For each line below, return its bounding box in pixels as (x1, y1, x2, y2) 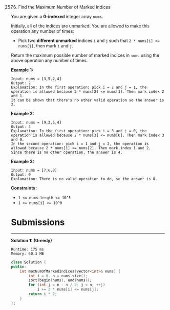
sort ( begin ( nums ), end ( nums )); (28, 278, 92, 283)
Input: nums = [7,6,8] (11, 168, 57, 173)
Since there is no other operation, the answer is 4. (11, 150, 123, 155)
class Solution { (11, 260, 46, 265)
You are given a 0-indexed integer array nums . (11, 14, 104, 19)
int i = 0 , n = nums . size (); (28, 273, 88, 278)
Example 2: (11, 111, 34, 116)
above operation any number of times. (11, 58, 88, 63)
